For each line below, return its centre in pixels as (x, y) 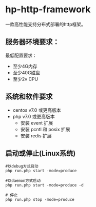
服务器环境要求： (32, 42)
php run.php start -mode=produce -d (44, 185)
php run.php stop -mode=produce (40, 200)
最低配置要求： (21, 55)
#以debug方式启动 (22, 167)
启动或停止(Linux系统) (41, 153)
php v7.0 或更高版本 (34, 116)
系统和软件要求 (29, 97)
